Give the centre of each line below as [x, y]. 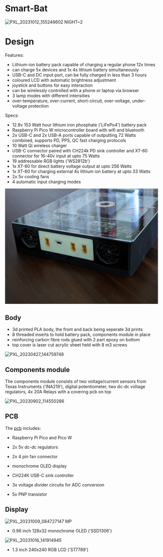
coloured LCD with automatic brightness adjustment [64, 80]
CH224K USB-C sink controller [43, 475]
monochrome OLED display [39, 466]
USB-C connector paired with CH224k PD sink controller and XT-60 [80, 150]
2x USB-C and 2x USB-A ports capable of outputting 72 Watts [74, 135]
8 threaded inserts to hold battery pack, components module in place [81, 334]
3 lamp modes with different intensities [51, 95]
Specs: [12, 115]
